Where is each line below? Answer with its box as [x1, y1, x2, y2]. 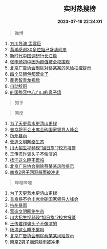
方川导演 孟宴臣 [9, 41, 42, 46]
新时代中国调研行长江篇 [9, 53, 57, 59]
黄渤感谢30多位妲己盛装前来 [9, 46, 67, 52]
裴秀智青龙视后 [9, 77, 40, 83]
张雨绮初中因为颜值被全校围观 [9, 59, 70, 64]
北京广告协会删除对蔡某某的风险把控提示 [9, 65, 91, 71]
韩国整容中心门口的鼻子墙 [9, 89, 62, 95]
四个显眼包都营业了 [9, 71, 49, 77]
